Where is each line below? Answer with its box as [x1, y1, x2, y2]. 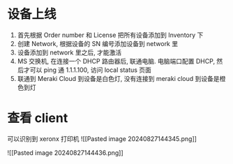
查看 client [7, 110, 68, 126]
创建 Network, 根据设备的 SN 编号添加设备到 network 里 [17, 39, 179, 47]
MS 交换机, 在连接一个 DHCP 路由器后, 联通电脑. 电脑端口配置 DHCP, [17, 57, 215, 65]
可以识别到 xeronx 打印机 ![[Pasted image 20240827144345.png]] [7, 134, 197, 143]
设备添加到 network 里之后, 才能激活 [17, 48, 122, 57]
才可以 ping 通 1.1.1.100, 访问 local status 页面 [23, 66, 152, 74]
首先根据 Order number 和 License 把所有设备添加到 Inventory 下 [17, 31, 204, 39]
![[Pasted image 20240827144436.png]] [7, 148, 123, 157]
